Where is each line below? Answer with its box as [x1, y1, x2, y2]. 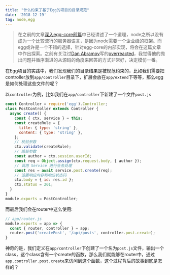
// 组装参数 [14, 149, 37, 154]
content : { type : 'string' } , [18, 130, 83, 135]
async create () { [10, 111, 47, 116]
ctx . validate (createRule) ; [14, 144, 72, 149]
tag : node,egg [5, 17, 36, 22]
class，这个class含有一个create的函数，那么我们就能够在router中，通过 [5, 252, 155, 258]
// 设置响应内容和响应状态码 [14, 173, 67, 178]
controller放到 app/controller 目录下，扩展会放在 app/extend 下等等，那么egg [5, 74, 164, 80]
